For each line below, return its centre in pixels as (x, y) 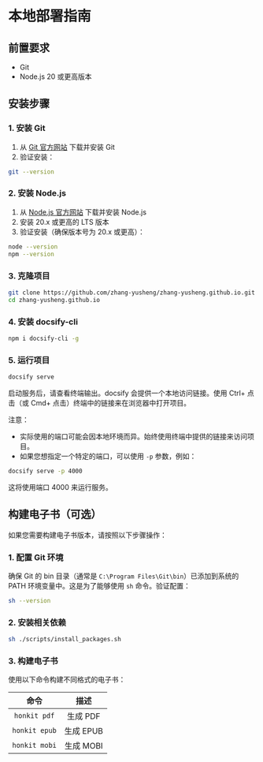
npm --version (31, 254)
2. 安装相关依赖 (37, 622)
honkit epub (35, 731)
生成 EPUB (84, 731)
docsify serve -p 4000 (45, 471)
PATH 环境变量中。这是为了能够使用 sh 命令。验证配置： (99, 585)
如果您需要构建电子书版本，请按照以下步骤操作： (87, 535)
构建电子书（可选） (55, 515)
